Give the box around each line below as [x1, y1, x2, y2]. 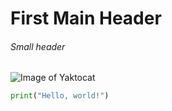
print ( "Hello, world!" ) [10, 91, 110, 101]
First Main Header [10, 7, 162, 30]
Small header [10, 40, 66, 52]
